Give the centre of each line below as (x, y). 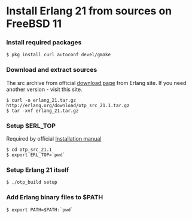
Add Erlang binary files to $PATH (55, 197)
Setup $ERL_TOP (31, 126)
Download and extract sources (52, 70)
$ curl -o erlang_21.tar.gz (41, 100)
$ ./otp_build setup (32, 182)
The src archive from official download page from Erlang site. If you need (96, 83)
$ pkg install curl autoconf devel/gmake (59, 55)
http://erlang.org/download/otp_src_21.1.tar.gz (68, 105)
